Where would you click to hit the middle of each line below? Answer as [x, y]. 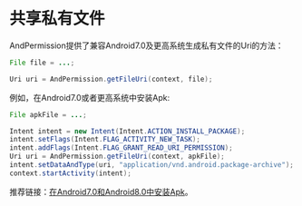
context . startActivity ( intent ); [70, 173]
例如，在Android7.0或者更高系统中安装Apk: [90, 97]
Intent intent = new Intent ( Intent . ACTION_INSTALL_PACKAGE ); [127, 131]
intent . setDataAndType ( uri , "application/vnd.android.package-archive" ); [152, 165]
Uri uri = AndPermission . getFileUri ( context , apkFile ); [117, 157]
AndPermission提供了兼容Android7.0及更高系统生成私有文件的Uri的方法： [146, 45]
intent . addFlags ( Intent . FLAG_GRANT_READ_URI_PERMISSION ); [121, 148]
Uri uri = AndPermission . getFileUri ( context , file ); [111, 79]
